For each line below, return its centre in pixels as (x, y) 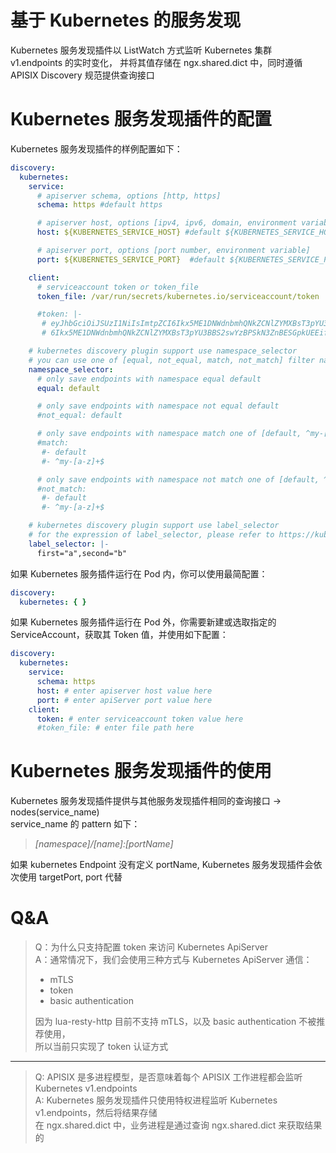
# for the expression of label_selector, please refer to (151, 535)
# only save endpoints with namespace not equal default (158, 406)
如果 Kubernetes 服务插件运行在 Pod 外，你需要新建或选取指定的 (143, 622)
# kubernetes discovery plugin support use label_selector (154, 526)
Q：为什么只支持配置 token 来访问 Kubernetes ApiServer (151, 947)
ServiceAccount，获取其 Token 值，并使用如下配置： (119, 635)
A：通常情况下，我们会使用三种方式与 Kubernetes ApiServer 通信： (173, 960)
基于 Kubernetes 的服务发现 (126, 20)
